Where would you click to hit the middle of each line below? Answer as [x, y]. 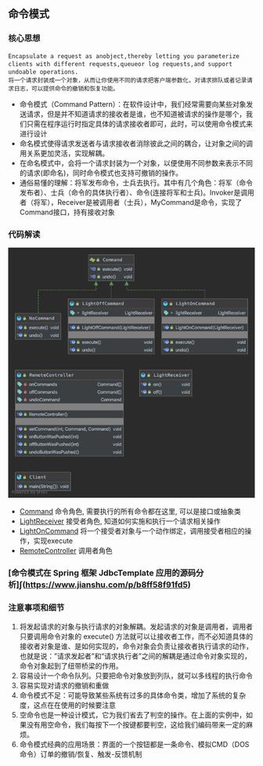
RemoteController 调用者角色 [66, 551]
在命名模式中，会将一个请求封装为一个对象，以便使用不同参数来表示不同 [136, 162]
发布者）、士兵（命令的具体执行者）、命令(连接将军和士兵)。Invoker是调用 [137, 192]
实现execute [53, 541]
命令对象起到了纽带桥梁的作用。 [71, 666]
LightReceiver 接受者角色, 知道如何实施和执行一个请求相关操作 [120, 521]
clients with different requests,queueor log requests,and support [121, 64]
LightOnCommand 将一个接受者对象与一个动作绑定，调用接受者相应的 [132, 531]
